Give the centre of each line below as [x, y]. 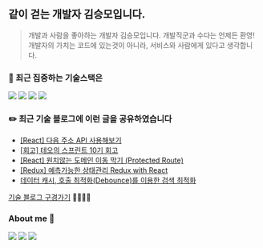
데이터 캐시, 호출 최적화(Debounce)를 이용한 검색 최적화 [108, 180]
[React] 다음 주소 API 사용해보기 [71, 140]
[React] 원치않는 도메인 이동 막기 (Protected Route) [102, 160]
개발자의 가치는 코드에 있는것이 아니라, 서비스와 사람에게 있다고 [127, 45]
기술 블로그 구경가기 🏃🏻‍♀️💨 [50, 198]
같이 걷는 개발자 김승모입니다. [77, 14]
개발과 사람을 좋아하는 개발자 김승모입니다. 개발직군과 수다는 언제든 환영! [141, 35]
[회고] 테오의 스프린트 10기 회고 [69, 150]
